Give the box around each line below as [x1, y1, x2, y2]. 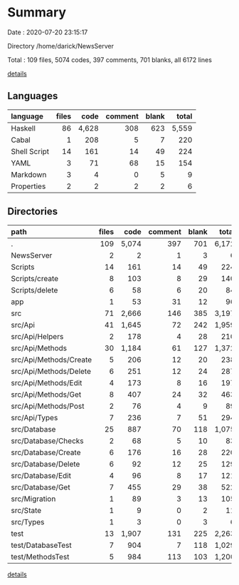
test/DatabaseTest [11, 540, 73, 550]
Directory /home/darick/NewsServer [7, 41, 114, 50]
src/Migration [11, 494, 56, 504]
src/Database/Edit [11, 470, 71, 480]
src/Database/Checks [11, 436, 84, 446]
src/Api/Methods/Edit [11, 377, 83, 387]
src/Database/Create [11, 447, 81, 457]
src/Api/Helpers [11, 331, 64, 341]
